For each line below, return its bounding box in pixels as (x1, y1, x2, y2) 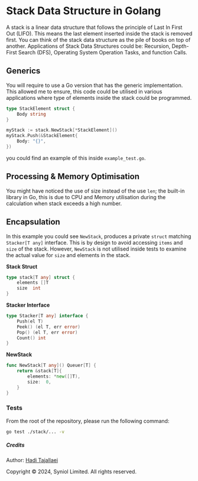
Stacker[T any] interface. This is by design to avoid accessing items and (6, 239, 183, 246)
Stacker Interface (6, 301, 50, 308)
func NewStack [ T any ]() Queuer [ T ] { (6, 362, 96, 369)
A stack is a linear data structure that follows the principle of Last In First (6, 24, 183, 31)
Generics (6, 66, 41, 76)
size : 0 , (27, 379, 51, 385)
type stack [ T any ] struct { (6, 274, 76, 280)
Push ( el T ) (17, 318, 44, 324)
